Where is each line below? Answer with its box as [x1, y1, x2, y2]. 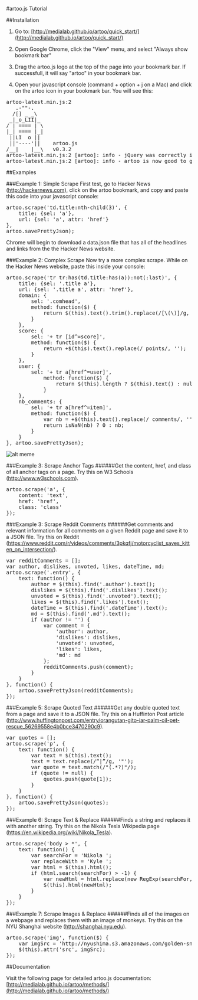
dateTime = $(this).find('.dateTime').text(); [31, 604, 168, 611]
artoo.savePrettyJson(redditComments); [18, 687, 134, 694]
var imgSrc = [18, 940, 56, 947]
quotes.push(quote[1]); [43, 776, 112, 782]
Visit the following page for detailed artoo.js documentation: [6, 975, 151, 982]
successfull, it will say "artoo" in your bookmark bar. [14, 70, 141, 76]
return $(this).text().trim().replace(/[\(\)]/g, [43, 310, 190, 316]
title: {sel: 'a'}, [18, 210, 75, 217]
